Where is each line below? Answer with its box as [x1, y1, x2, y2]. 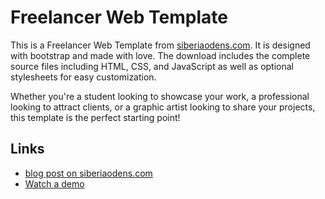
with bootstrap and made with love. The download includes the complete [10, 49, 311, 61]
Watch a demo [24, 177, 85, 190]
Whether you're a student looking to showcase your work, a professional [10, 90, 310, 102]
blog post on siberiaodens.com [24, 167, 153, 179]
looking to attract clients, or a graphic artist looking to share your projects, [10, 101, 316, 113]
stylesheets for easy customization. [10, 71, 157, 83]
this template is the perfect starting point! [10, 111, 181, 123]
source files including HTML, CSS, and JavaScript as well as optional [10, 60, 295, 72]
